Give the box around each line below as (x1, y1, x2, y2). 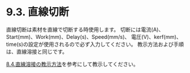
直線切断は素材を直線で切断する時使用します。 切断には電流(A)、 (6, 26, 164, 33)
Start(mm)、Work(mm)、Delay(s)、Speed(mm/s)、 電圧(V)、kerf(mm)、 (6, 33, 182, 40)
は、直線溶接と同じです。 (6, 48, 68, 55)
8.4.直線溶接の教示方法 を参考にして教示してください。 (6, 60, 139, 68)
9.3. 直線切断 (6, 5, 69, 19)
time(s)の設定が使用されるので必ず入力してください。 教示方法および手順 (6, 41, 184, 48)
